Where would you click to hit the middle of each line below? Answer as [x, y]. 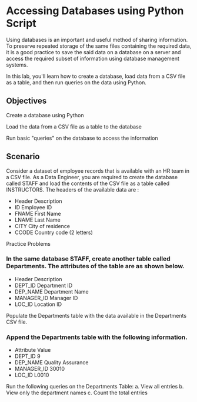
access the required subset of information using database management [93, 58]
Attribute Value [33, 350]
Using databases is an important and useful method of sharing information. [97, 39]
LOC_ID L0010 [32, 375]
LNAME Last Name [37, 220]
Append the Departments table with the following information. [97, 337]
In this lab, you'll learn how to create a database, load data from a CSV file [96, 76]
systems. [17, 65]
